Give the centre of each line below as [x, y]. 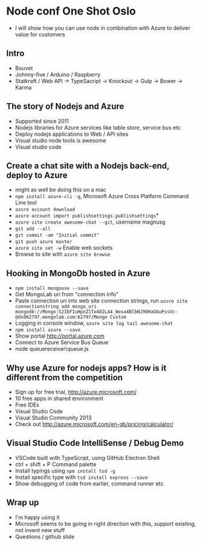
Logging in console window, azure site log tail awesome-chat [94, 323]
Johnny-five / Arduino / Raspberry [58, 75]
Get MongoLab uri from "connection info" [67, 295]
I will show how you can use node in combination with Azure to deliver [103, 28]
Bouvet [24, 68]
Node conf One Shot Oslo [71, 11]
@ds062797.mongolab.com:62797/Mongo [61, 317]
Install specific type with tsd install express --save [81, 477]
